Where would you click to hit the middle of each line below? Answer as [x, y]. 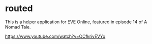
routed [19, 8]
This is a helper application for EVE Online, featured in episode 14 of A [76, 22]
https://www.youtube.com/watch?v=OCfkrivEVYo [55, 36]
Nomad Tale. [18, 27]
